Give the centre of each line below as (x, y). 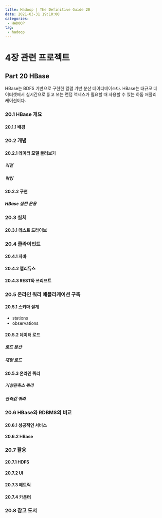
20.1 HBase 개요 (24, 114)
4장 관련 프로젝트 (37, 58)
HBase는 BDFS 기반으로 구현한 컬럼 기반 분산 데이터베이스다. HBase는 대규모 (79, 88)
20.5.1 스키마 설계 (22, 307)
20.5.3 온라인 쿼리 (23, 373)
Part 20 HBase (27, 76)
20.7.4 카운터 (18, 497)
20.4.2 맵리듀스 (20, 269)
